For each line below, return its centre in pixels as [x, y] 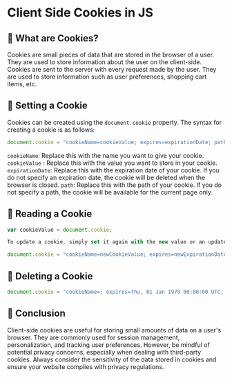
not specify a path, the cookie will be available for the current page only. [110, 192]
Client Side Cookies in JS [80, 13]
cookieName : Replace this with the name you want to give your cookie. [106, 155]
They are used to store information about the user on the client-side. [105, 62]
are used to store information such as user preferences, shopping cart [107, 77]
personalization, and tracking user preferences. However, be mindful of [109, 345]
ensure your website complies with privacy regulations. [86, 366]
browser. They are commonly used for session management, [94, 337]
